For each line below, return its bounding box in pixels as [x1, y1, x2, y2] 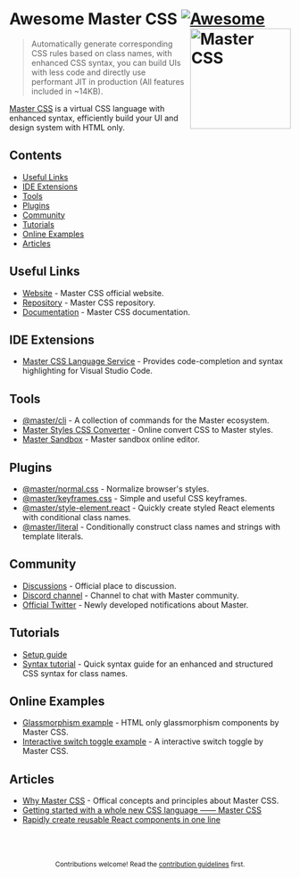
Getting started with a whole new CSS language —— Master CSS [21, 805, 262, 816]
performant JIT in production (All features [30, 76, 185, 87]
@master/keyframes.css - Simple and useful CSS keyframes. [21, 493, 247, 503]
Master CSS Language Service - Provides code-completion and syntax [21, 356, 284, 367]
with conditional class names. [21, 512, 131, 522]
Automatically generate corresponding [30, 38, 173, 49]
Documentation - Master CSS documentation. [21, 306, 190, 317]
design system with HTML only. [9, 121, 125, 133]
